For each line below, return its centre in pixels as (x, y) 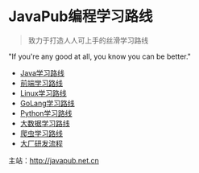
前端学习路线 (41, 83)
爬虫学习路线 (41, 133)
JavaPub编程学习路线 (81, 16)
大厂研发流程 (41, 143)
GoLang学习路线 (47, 103)
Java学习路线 (42, 72)
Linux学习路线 (43, 93)
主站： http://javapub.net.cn (54, 160)
